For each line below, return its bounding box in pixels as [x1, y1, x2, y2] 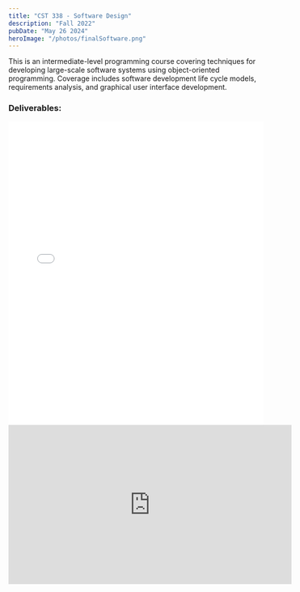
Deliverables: [8, 103, 62, 114]
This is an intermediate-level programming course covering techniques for [8, 57, 256, 66]
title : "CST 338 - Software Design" [8, 11, 132, 20]
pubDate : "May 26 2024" [8, 27, 89, 35]
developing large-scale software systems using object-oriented [8, 66, 220, 75]
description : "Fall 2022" [8, 19, 95, 27]
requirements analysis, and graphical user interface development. [8, 82, 228, 92]
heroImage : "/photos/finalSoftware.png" [8, 34, 147, 43]
